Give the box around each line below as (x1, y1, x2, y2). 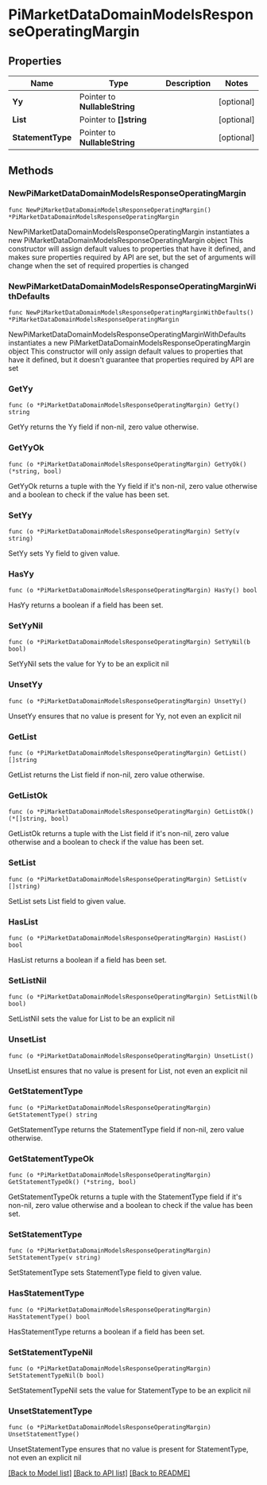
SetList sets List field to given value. (8, 896, 126, 905)
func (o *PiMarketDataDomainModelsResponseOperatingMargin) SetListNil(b (8, 993, 258, 1001)
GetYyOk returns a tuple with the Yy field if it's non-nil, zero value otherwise (8, 481, 258, 490)
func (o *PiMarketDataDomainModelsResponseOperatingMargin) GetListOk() (8, 808, 254, 816)
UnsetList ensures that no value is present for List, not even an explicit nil (8, 1065, 248, 1076)
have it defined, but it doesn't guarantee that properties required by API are (8, 354, 254, 364)
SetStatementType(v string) (8, 1254, 102, 1262)
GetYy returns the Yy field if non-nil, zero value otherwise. (8, 422, 199, 432)
